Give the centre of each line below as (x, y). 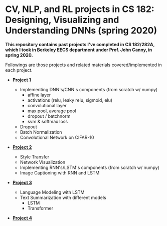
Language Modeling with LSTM (52, 192)
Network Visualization (43, 162)
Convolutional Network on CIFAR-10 (57, 137)
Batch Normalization (41, 132)
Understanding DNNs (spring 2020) (81, 31)
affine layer (39, 95)
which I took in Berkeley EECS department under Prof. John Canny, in (79, 50)
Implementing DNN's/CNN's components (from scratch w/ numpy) (89, 89)
